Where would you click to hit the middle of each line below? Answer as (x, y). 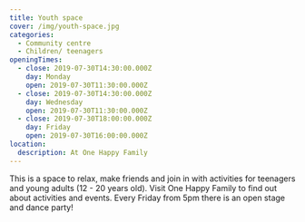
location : (28, 144)
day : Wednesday (54, 102)
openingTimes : (36, 60)
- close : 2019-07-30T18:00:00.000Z (85, 119)
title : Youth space (46, 18)
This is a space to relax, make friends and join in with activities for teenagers (152, 179)
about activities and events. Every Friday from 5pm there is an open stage (148, 198)
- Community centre (54, 43)
